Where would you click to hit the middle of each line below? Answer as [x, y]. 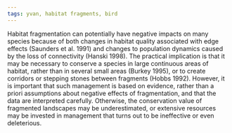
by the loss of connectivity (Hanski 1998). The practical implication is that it [116, 56]
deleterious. [25, 122]
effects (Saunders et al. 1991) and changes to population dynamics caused [115, 48]
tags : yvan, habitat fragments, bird [63, 14]
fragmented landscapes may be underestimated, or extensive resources [112, 108]
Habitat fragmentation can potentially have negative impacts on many [108, 34]
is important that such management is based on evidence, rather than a [111, 85]
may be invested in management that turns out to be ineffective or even [111, 115]
